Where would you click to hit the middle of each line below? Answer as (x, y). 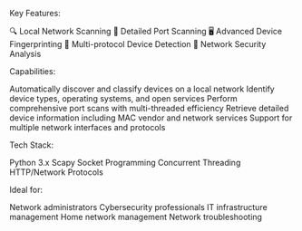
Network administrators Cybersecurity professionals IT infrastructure (138, 207)
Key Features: (35, 13)
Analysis (25, 54)
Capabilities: (33, 71)
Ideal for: (26, 190)
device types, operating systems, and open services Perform (123, 98)
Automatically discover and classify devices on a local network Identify (142, 89)
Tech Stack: (32, 145)
